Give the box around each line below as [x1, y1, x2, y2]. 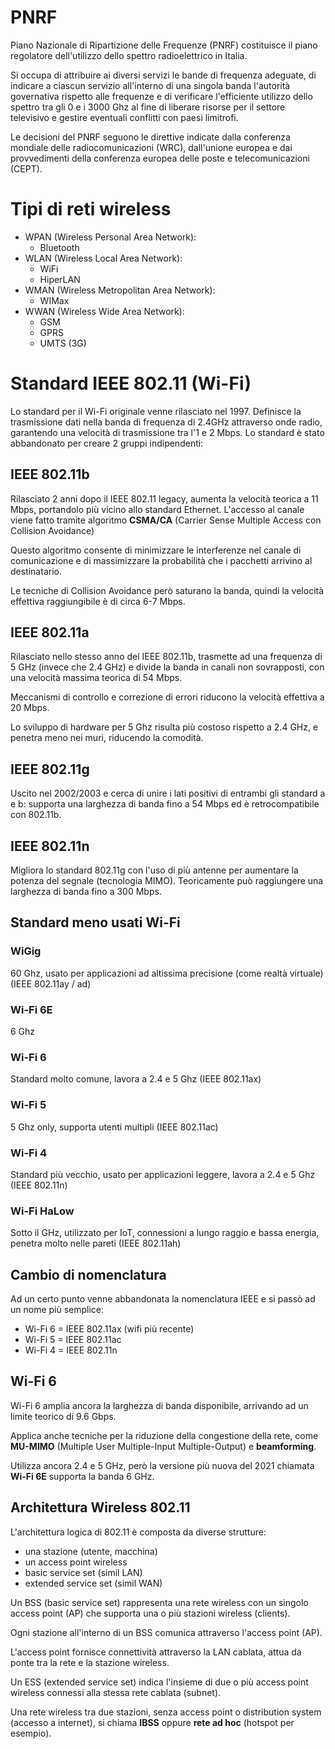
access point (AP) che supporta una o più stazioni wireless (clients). [10, 1607, 291, 1619]
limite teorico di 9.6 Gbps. [10, 1410, 117, 1422]
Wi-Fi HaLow [10, 1204, 75, 1218]
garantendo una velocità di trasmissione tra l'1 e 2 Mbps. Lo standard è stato [10, 426, 325, 438]
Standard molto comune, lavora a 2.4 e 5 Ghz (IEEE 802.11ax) [10, 1073, 262, 1085]
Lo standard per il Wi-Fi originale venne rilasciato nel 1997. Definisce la [10, 405, 302, 417]
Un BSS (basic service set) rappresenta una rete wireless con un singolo [10, 1596, 309, 1608]
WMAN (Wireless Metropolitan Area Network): [24, 284, 216, 296]
